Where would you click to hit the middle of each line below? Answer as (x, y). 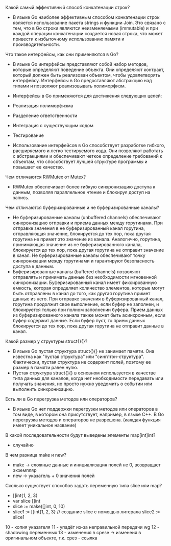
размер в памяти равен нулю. (45, 367)
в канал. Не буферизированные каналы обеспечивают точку (79, 255)
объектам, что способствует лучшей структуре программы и (80, 161)
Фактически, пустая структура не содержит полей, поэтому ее (82, 362)
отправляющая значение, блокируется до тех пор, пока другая (82, 234)
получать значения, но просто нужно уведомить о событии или (82, 384)
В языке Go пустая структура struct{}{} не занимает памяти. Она (83, 351)
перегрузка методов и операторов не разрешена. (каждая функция (87, 420)
